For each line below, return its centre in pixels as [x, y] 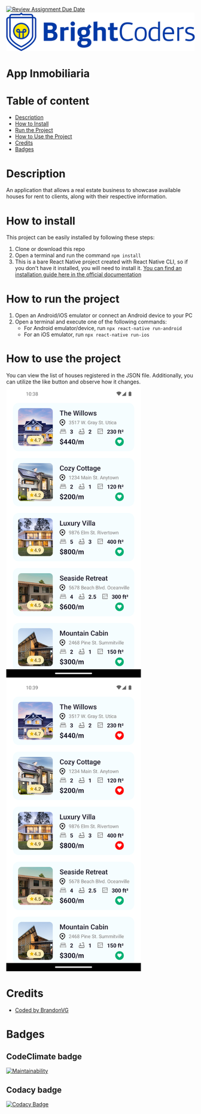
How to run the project [63, 299]
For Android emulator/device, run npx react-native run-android [103, 328]
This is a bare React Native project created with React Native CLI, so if [101, 262]
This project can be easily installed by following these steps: [80, 238]
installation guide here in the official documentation [78, 275]
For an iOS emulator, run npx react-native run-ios [86, 335]
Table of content [48, 101]
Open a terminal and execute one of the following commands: [91, 322]
